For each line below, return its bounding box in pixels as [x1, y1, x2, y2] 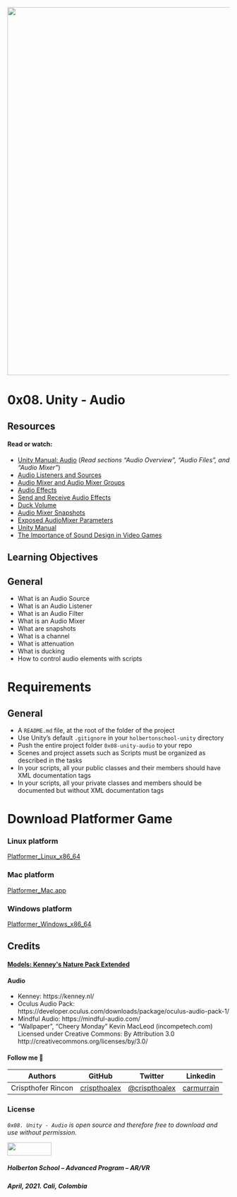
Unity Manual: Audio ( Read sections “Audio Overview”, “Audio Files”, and [17, 455, 230, 464]
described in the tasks [17, 756, 83, 764]
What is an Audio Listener [17, 602, 93, 610]
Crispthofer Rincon [11, 1083, 74, 1093]
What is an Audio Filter [17, 609, 84, 617]
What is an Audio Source [17, 594, 90, 602]
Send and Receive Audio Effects [17, 493, 111, 502]
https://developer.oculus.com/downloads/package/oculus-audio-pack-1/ [17, 1007, 229, 1016]
